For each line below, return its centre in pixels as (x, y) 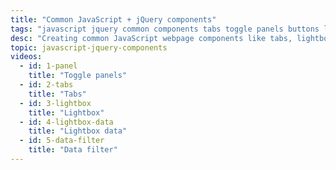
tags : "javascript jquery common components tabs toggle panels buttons (165, 29)
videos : (26, 57)
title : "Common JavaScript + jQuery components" (113, 19)
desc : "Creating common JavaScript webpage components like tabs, (151, 38)
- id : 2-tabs (46, 85)
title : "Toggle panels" (78, 76)
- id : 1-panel (48, 66)
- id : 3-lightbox (55, 103)
